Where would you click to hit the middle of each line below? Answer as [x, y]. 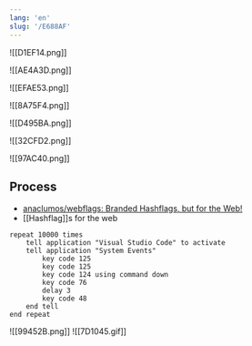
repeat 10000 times [46, 235]
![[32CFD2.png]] [40, 140]
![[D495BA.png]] [40, 123]
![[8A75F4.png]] [40, 105]
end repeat [30, 315]
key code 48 [65, 299]
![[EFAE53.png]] [40, 87]
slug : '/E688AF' [40, 26]
